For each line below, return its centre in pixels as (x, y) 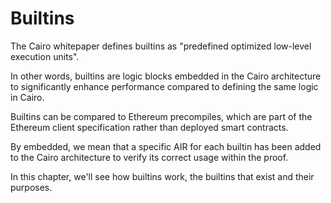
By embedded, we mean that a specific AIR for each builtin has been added (166, 146)
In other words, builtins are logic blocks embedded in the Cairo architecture (166, 76)
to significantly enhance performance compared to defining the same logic (164, 86)
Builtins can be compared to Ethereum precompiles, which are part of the (161, 116)
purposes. (31, 187)
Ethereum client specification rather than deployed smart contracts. (149, 127)
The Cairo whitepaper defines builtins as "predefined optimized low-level (161, 46)
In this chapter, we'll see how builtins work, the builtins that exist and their (162, 176)
